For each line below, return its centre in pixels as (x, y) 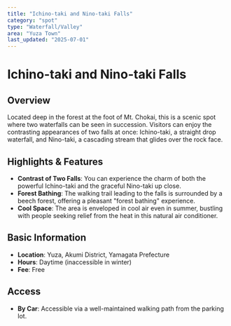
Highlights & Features (55, 162)
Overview (29, 100)
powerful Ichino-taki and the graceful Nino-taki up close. (99, 186)
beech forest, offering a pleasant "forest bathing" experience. (106, 201)
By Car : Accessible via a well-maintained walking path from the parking (120, 308)
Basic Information (47, 238)
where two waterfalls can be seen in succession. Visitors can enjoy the (110, 125)
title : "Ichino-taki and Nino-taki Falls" (70, 14)
